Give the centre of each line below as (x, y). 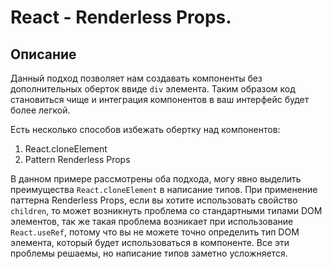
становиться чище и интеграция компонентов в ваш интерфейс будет (160, 99)
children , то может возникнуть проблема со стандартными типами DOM (166, 210)
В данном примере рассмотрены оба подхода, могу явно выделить (156, 179)
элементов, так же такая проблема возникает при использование (152, 221)
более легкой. (40, 110)
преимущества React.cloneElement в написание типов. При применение (164, 189)
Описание (43, 54)
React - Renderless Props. (121, 17)
